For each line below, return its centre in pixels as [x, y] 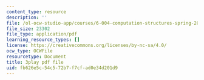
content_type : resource [36, 12]
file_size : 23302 [28, 29]
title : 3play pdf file [35, 62]
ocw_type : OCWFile [29, 51]
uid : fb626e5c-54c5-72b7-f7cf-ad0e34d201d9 [62, 68]
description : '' [27, 17]
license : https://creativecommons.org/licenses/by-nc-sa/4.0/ [87, 46]
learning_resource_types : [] [43, 40]
